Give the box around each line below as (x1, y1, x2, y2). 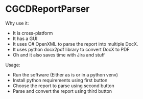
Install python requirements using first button (12, 77, 108, 83)
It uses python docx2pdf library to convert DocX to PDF (12, 46, 130, 52)
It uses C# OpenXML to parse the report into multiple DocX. (12, 41, 138, 47)
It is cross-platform (12, 30, 53, 36)
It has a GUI (12, 35, 38, 42)
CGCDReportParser (5, 3, 90, 15)
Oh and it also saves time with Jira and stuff (12, 52, 105, 58)
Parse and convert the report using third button (12, 88, 112, 94)
